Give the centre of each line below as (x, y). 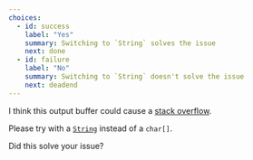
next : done (45, 52)
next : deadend (51, 85)
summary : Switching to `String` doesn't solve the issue (135, 77)
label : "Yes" (49, 34)
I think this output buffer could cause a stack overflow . (110, 110)
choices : (25, 18)
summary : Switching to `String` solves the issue (121, 43)
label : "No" (47, 69)
